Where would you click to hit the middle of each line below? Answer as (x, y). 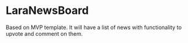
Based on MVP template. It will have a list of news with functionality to (94, 27)
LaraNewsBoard (47, 11)
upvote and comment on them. (44, 33)
